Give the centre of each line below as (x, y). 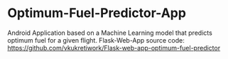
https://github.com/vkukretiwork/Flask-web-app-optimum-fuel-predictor (114, 48)
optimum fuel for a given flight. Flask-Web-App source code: (96, 40)
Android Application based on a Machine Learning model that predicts (110, 33)
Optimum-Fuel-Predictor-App (97, 13)
